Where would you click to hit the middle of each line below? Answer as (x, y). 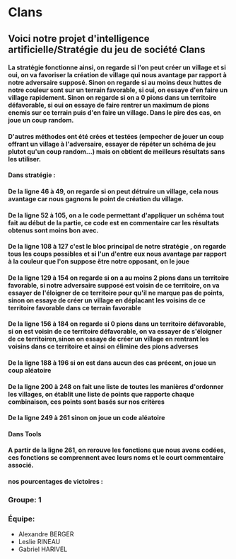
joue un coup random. (41, 120)
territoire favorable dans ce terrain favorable (75, 307)
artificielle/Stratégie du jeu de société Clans (107, 49)
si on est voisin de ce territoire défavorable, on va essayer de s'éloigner (115, 332)
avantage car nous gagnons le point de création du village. (96, 198)
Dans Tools (25, 434)
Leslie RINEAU (39, 542)
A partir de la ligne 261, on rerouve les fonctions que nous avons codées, (117, 450)
